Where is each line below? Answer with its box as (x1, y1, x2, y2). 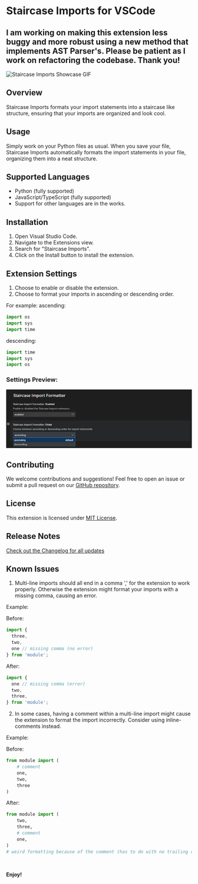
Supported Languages (6, 172, 90, 182)
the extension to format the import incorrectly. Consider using (14, 717, 165, 724)
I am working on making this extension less (6, 28, 168, 38)
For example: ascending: (6, 302, 66, 309)
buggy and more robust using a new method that (6, 37, 189, 47)
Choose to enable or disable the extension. (14, 284, 119, 292)
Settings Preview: (6, 376, 58, 384)
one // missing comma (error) (11, 681, 85, 687)
